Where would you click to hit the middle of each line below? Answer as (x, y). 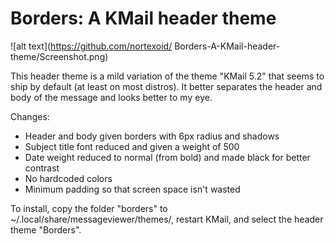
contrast (42, 168)
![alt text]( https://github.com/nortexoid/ (91, 46)
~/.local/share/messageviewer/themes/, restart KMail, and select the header (167, 219)
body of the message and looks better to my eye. (111, 97)
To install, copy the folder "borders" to (89, 208)
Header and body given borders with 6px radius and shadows (152, 136)
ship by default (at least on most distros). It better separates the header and (166, 86)
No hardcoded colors (68, 178)
